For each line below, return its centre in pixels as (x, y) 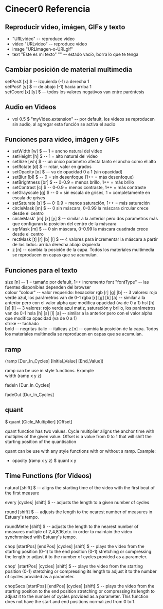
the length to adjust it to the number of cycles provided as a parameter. (76, 556)
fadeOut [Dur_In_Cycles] (30, 395)
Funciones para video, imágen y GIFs (62, 139)
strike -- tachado (22, 324)
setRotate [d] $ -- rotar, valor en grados (52, 167)
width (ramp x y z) (23, 376)
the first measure (22, 493)
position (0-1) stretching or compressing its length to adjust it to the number (81, 571)
